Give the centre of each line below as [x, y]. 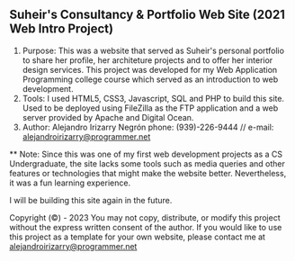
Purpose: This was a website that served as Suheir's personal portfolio [153, 50]
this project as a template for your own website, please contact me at [137, 237]
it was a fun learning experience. [70, 183]
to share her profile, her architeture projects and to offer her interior [147, 60]
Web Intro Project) [62, 29]
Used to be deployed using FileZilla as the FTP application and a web [150, 108]
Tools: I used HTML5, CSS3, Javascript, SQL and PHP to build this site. [153, 98]
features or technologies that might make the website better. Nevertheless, [148, 173]
